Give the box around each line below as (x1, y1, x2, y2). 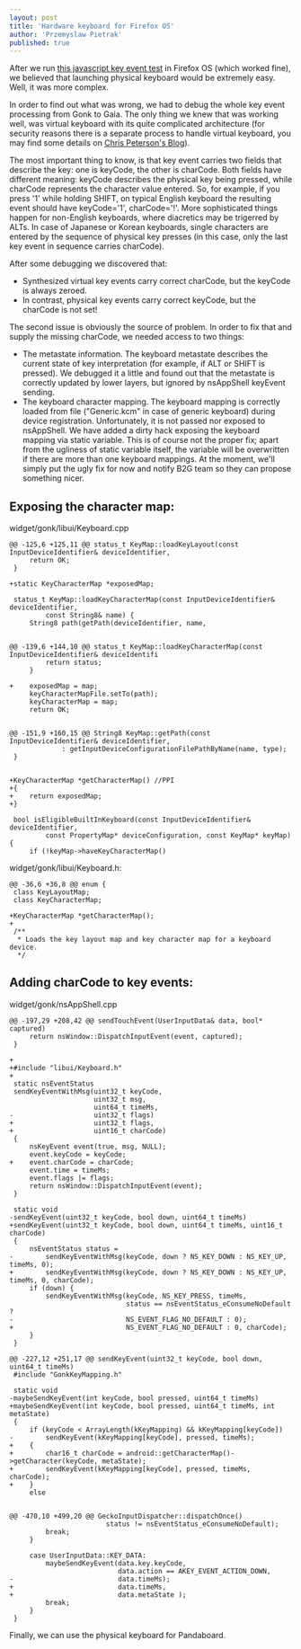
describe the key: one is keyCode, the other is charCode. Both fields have (9, 164, 282, 175)
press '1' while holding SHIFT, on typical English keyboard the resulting (9, 193, 272, 204)
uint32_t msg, (93, 1095, 146, 1104)
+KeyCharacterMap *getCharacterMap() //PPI (9, 776, 175, 785)
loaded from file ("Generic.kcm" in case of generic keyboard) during (22, 406, 276, 417)
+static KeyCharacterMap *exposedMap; (9, 580, 155, 589)
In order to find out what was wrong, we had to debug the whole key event (9, 100, 286, 111)
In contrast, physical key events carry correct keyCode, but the (22, 295, 256, 306)
